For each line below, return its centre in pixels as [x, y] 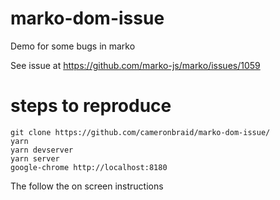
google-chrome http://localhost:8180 [89, 167]
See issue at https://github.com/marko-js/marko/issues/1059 [135, 65]
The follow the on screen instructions [87, 186]
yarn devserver [42, 150]
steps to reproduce [91, 106]
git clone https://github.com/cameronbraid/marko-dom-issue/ [140, 132]
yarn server [35, 158]
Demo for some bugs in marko [73, 46]
